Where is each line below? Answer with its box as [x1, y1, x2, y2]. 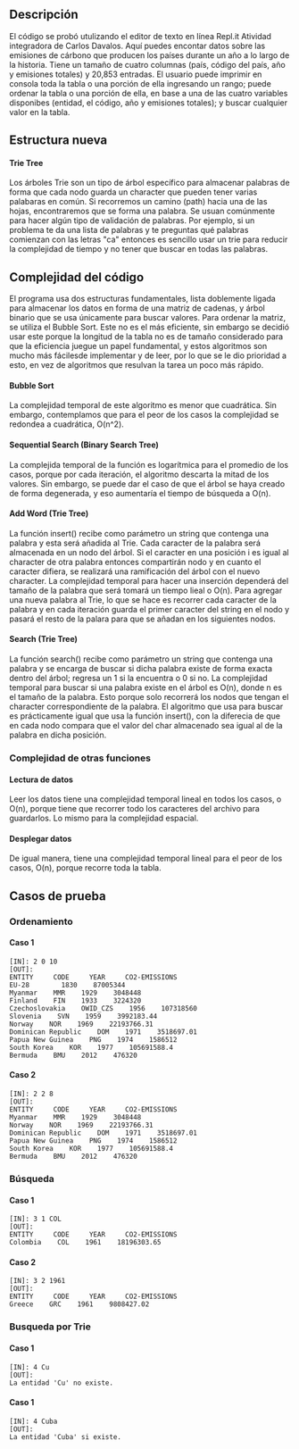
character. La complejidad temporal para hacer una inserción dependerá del [9, 575, 289, 586]
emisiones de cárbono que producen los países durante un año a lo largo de [9, 49, 290, 61]
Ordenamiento [9, 915, 73, 928]
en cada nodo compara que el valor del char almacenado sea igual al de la [9, 720, 283, 731]
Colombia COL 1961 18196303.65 [9, 1238, 162, 1247]
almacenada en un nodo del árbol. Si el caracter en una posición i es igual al [9, 546, 289, 557]
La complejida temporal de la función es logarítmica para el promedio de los [9, 459, 288, 470]
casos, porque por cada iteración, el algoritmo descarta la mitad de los [9, 469, 270, 479]
